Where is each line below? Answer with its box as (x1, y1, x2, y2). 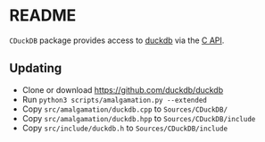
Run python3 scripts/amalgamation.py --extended (21, 94, 207, 104)
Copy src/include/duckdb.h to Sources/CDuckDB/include (21, 122, 228, 133)
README (9, 5, 77, 26)
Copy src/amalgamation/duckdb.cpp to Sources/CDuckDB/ (21, 104, 228, 114)
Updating (9, 61, 62, 76)
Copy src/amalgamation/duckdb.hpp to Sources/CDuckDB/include (21, 113, 256, 123)
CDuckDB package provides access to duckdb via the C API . (9, 35, 225, 46)
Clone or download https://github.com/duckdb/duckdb (21, 84, 224, 95)
